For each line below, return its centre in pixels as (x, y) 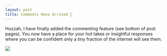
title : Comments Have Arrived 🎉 (39, 14)
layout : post (19, 10)
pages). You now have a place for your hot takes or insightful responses (79, 34)
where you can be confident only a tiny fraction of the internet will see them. (84, 39)
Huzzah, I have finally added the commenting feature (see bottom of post (81, 28)
